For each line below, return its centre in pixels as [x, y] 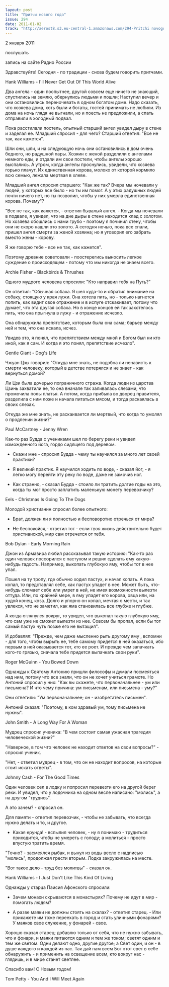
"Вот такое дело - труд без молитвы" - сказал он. [59, 868]
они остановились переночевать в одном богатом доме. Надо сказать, [82, 102]
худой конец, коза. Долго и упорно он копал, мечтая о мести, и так [78, 601]
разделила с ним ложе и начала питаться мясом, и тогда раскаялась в [82, 399]
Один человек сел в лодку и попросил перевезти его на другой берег [80, 787]
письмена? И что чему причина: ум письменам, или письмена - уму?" [81, 688]
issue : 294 [17, 19]
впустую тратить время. [39, 843]
